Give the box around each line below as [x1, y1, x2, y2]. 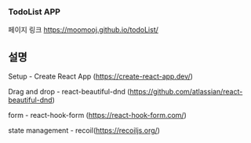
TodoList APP [8, 6, 61, 17]
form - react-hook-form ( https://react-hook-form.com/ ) [8, 111, 187, 120]
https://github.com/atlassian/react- [129, 87, 243, 97]
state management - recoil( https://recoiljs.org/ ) [8, 126, 161, 135]
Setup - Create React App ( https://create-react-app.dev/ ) [8, 71, 194, 81]
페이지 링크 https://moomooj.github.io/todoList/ [8, 25, 159, 35]
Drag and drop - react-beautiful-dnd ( [8, 87, 130, 97]
